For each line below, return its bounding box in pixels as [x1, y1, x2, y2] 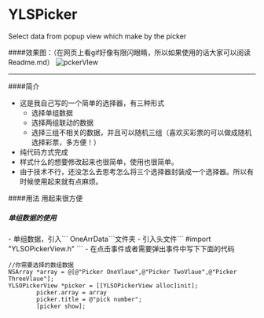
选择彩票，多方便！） [31, 137, 101, 147]
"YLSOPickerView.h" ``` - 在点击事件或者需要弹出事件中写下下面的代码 [8, 243, 235, 253]
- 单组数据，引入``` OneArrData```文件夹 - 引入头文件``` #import [8, 234, 211, 243]
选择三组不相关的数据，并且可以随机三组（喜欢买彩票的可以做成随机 [31, 127, 252, 137]
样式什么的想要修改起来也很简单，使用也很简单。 [19, 157, 178, 166]
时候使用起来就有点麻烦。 [19, 177, 103, 186]
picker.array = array [36, 288, 108, 296]
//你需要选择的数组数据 [8, 261, 75, 269]
